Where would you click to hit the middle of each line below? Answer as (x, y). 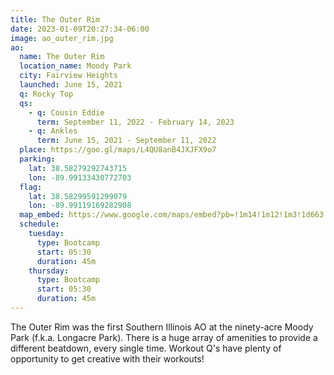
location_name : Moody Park (75, 66)
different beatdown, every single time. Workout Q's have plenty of (146, 348)
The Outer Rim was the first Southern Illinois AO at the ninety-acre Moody (162, 327)
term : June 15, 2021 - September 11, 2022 (126, 141)
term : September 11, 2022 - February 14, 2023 (135, 122)
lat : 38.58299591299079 (78, 196)
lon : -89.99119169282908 (80, 206)
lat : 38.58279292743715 (78, 168)
